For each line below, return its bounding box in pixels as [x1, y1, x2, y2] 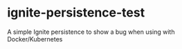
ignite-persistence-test [7, 5, 145, 21]
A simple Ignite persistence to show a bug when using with [7, 28, 175, 36]
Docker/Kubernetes [7, 35, 63, 43]
